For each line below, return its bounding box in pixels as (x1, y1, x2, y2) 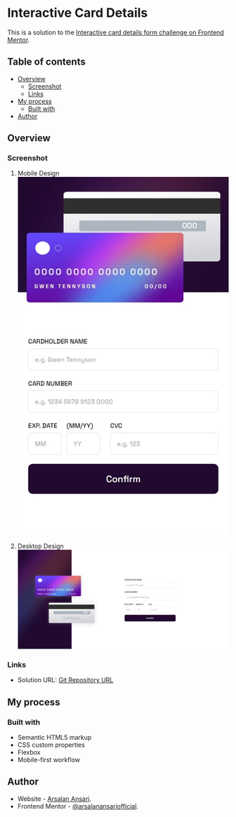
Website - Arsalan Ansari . (17, 795, 91, 803)
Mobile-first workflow (17, 755, 81, 764)
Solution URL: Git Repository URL (17, 676, 114, 684)
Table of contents (7, 56, 86, 68)
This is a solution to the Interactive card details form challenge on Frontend (7, 28, 225, 36)
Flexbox (17, 748, 41, 756)
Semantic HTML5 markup (17, 733, 92, 741)
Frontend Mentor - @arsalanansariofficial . (17, 802, 139, 810)
